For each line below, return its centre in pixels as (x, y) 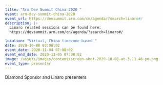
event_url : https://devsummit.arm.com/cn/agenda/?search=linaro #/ (74, 18)
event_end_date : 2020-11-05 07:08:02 (43, 54)
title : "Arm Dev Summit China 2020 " (43, 9)
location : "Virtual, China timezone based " (51, 41)
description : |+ (21, 23)
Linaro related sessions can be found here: (55, 28)
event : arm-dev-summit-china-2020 (40, 14)
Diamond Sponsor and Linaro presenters (46, 77)
